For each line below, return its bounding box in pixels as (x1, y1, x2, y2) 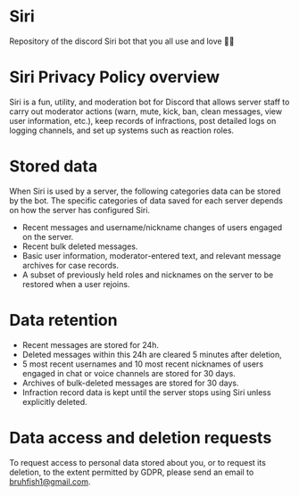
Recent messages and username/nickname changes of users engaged (21, 221, 283, 233)
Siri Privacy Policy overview (9, 67, 220, 87)
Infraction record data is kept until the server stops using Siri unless (21, 386, 271, 398)
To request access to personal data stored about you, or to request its (9, 457, 266, 467)
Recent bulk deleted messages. (21, 241, 138, 252)
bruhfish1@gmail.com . (9, 475, 91, 487)
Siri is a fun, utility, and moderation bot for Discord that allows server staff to (9, 96, 290, 107)
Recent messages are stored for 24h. (21, 339, 159, 350)
